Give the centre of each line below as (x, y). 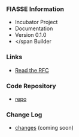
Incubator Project (36, 22)
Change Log (24, 115)
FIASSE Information (35, 9)
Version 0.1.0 (31, 35)
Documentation (34, 28)
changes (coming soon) (44, 128)
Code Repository (31, 86)
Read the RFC (32, 70)
